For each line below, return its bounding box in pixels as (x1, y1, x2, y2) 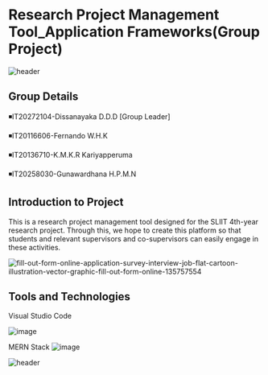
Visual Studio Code (8, 311, 72, 321)
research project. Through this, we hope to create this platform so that (8, 225, 241, 235)
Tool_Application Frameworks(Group (8, 23, 260, 41)
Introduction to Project (8, 196, 124, 209)
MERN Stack (8, 342, 50, 352)
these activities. (8, 242, 61, 252)
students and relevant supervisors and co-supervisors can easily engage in (8, 233, 259, 243)
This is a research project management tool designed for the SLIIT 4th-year (8, 216, 259, 226)
